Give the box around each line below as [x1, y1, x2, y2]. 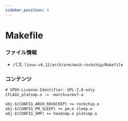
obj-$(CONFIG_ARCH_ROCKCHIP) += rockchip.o [5, 102, 100, 107]
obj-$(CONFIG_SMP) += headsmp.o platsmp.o [5, 111, 97, 116]
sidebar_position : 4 [5, 7, 50, 13]
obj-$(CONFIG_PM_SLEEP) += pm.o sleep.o [5, 106, 93, 112]
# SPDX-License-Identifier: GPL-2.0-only [5, 88, 95, 93]
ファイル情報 [5, 49, 37, 56]
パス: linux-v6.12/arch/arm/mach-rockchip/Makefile [12, 62, 123, 68]
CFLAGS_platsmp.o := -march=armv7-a [5, 92, 83, 97]
